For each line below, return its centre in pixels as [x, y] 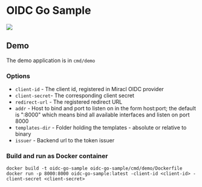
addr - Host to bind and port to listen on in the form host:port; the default [106, 109]
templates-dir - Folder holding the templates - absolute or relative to [101, 128]
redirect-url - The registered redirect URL [69, 102]
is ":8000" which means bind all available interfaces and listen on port [102, 115]
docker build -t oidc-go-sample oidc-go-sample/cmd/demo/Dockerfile [94, 169]
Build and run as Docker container [57, 156]
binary [23, 134]
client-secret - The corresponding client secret [75, 96]
